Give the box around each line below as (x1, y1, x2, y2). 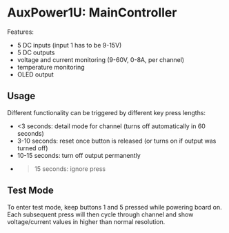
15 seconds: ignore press (34, 164, 106, 173)
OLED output (17, 70, 54, 79)
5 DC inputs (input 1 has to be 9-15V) (17, 41, 122, 49)
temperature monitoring (17, 63, 85, 71)
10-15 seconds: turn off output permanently (17, 151, 141, 159)
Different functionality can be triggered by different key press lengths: (7, 108, 206, 116)
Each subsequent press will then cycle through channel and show (7, 210, 194, 219)
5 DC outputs (17, 48, 55, 57)
